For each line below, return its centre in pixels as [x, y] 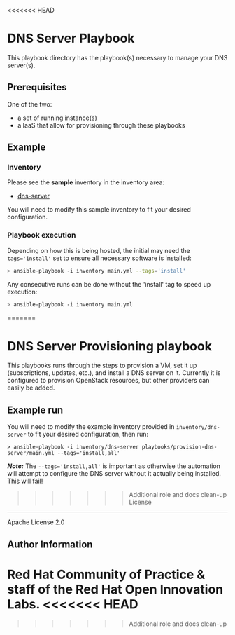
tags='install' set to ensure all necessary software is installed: [99, 258]
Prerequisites [37, 87]
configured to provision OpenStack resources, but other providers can [108, 381]
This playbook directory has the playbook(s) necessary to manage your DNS [117, 57]
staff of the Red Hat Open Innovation [115, 589]
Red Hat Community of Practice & [106, 574]
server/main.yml [31, 453]
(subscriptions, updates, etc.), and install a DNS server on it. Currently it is [114, 373]
